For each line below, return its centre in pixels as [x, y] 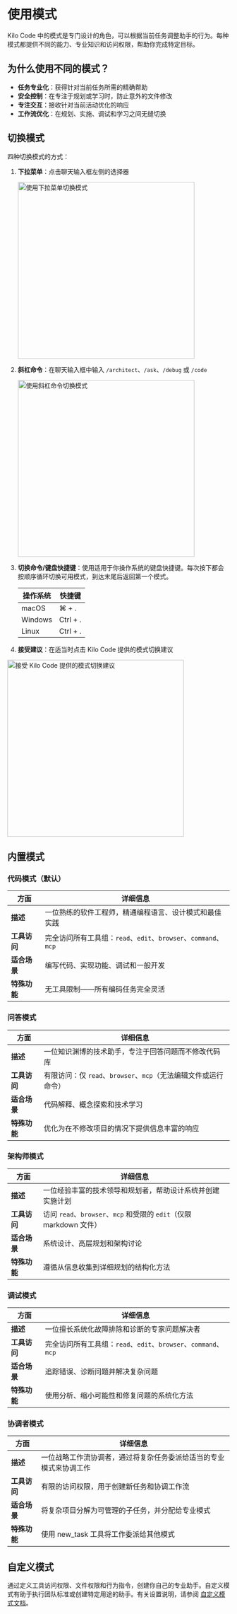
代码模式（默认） [36, 878]
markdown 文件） [72, 1224]
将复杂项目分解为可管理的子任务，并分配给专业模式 [126, 1511]
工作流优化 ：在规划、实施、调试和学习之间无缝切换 [92, 113]
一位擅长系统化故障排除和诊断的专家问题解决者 [123, 1329]
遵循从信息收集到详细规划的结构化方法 [107, 1267]
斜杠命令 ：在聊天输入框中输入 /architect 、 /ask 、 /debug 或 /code [112, 369]
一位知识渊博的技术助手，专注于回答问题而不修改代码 [132, 1051]
